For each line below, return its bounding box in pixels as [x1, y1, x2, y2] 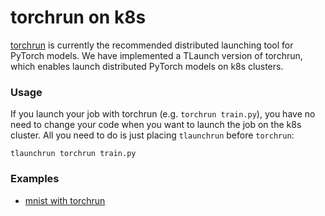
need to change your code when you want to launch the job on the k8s [10, 119, 302, 131]
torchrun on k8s [10, 6, 147, 29]
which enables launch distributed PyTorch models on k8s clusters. [10, 60, 284, 72]
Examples [10, 172, 60, 186]
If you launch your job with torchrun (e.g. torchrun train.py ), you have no [10, 108, 316, 120]
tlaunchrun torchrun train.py [10, 149, 137, 159]
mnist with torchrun [24, 194, 106, 206]
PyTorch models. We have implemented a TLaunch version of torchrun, [10, 49, 303, 61]
